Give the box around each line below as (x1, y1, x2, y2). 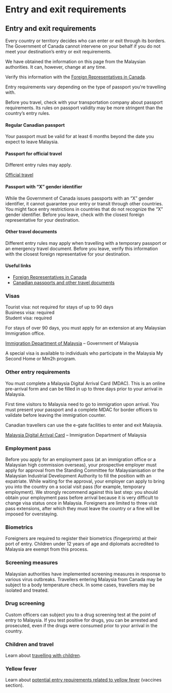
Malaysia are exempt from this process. (5, 546, 89, 552)
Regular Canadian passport (5, 122, 65, 128)
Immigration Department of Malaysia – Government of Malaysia (5, 340, 139, 346)
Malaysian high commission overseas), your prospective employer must (5, 461, 157, 468)
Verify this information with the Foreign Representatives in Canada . (5, 74, 147, 80)
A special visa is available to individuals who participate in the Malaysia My (5, 350, 163, 356)
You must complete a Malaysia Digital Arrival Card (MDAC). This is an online (5, 380, 165, 386)
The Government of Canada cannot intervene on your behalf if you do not (5, 43, 161, 49)
